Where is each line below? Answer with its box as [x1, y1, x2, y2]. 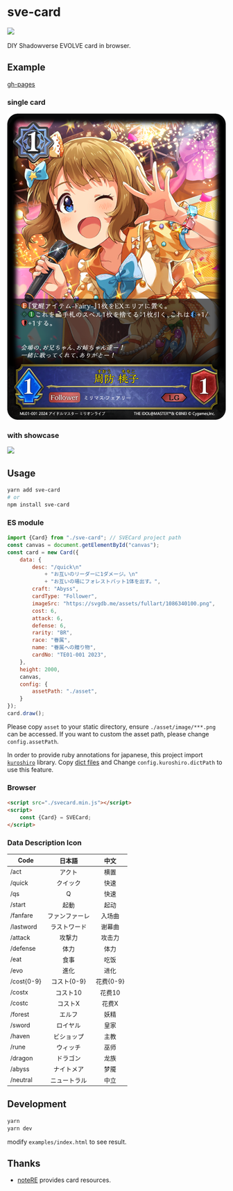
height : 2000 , [19, 666, 60, 673]
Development [7, 1098, 67, 1110]
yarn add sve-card [7, 487, 60, 493]
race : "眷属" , [32, 636, 71, 644]
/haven [10, 1032, 31, 1040]
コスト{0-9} [51, 977, 87, 986]
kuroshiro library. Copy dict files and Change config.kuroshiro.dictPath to [7, 758, 223, 766]
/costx [10, 988, 29, 997]
